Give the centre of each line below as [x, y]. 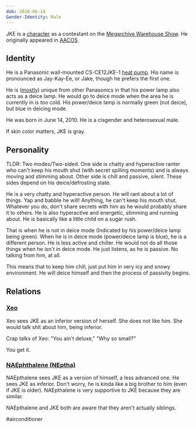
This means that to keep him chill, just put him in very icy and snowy [88, 267]
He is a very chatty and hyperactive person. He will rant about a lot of [90, 194]
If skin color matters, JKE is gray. [46, 131]
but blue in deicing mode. [37, 109]
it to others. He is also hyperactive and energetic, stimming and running [92, 213]
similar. [15, 396]
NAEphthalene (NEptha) [41, 365]
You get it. [18, 350]
